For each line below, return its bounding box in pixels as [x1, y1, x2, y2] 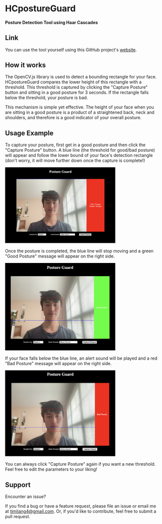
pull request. [5, 514, 30, 520]
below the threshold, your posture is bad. [5, 95, 88, 101]
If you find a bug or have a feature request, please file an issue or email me [5, 503, 157, 509]
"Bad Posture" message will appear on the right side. [5, 361, 112, 367]
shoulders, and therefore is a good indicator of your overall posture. [5, 115, 142, 121]
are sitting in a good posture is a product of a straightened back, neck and [5, 109, 155, 115]
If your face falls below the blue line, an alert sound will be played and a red [5, 355, 158, 361]
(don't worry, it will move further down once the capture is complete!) [5, 157, 145, 163]
